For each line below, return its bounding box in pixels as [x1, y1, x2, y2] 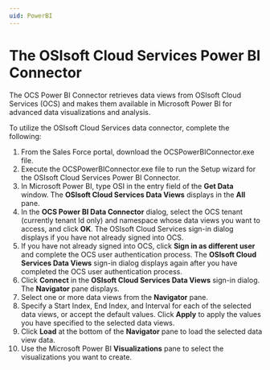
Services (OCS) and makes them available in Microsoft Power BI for [9, 98, 232, 109]
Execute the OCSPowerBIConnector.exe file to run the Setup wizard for [20, 164, 256, 174]
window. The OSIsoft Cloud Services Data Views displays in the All [20, 190, 246, 199]
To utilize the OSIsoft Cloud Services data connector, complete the [9, 122, 230, 133]
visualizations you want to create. [20, 351, 132, 362]
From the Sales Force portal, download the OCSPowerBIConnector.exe [20, 146, 255, 157]
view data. [20, 335, 55, 344]
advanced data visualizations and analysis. [9, 107, 151, 117]
